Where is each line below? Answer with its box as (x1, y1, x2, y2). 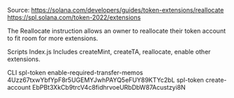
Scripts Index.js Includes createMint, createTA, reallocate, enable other (7, 48, 211, 56)
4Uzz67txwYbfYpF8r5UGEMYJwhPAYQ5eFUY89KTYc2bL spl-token (7, 76, 205, 84)
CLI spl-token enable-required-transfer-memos (7, 69, 143, 76)
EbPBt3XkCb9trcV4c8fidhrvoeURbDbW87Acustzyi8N (32, 83, 187, 91)
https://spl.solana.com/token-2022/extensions (7, 13, 141, 22)
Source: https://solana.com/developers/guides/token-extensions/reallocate (7, 6, 224, 14)
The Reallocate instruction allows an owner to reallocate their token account (7, 27, 226, 35)
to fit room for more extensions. (7, 34, 98, 42)
